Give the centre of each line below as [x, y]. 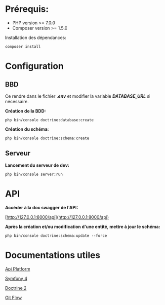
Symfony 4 [16, 278]
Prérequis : [27, 9]
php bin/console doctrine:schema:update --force [56, 235]
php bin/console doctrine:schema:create [47, 138]
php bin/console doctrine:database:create [49, 120]
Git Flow [14, 298]
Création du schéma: [27, 129]
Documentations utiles [53, 255]
